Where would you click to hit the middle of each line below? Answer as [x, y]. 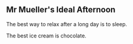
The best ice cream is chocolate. [46, 36]
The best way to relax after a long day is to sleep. [66, 24]
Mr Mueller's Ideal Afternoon [61, 10]
